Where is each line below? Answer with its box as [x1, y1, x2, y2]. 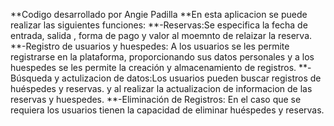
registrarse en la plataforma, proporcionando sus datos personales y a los [10, 51, 315, 63]
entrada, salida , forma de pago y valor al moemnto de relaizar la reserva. [10, 30, 313, 41]
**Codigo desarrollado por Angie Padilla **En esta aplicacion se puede [10, 9, 308, 20]
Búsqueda [10, 72, 53, 84]
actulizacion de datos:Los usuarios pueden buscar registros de [61, 72, 322, 84]
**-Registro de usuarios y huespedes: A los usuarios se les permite [10, 40, 290, 52]
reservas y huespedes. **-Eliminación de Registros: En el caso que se [10, 94, 302, 105]
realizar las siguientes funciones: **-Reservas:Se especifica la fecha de [10, 19, 308, 31]
